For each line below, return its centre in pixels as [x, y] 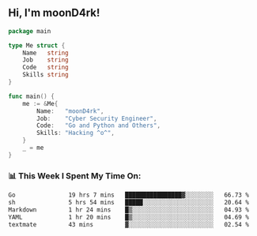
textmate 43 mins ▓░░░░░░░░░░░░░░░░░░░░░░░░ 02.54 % [128, 224]
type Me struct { [37, 45]
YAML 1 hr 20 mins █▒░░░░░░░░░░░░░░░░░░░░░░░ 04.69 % [128, 217]
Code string [45, 67]
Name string [45, 53]
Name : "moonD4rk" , [70, 111]
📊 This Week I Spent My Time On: [75, 175]
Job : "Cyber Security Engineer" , [97, 118]
